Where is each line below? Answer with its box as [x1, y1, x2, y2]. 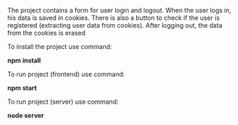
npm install [7, 56, 41, 65]
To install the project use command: [7, 43, 112, 50]
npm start [7, 84, 37, 92]
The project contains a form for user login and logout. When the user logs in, [7, 6, 232, 14]
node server [7, 112, 45, 119]
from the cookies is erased [7, 28, 86, 37]
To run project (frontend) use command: [7, 70, 126, 78]
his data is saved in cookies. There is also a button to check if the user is [7, 13, 220, 22]
